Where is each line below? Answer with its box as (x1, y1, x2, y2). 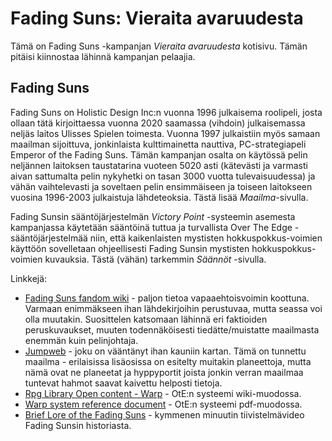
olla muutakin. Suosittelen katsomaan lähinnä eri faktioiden (24, 313, 268, 325)
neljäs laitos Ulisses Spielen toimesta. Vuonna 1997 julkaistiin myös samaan (10, 127, 321, 139)
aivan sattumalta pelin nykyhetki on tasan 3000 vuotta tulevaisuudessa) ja (10, 170, 316, 182)
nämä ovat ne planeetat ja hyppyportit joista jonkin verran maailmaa (24, 366, 304, 378)
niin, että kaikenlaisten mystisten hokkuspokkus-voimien (89, 232, 323, 244)
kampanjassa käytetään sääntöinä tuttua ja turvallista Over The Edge (10, 221, 293, 233)
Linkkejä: (10, 272, 48, 284)
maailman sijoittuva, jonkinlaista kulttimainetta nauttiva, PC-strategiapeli (10, 138, 307, 150)
